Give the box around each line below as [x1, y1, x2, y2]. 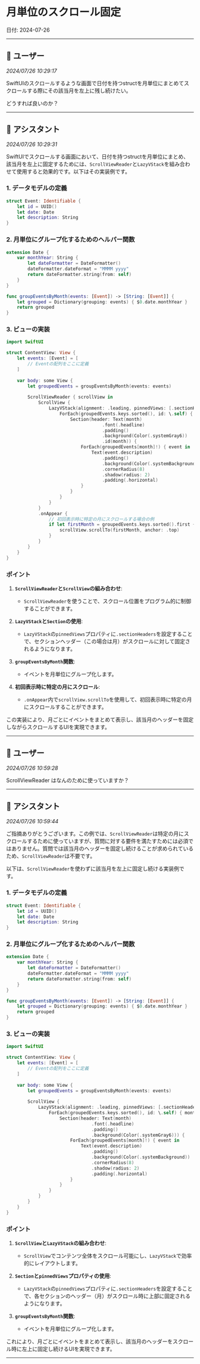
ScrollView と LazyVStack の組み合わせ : [14, 1239, 107, 1247]
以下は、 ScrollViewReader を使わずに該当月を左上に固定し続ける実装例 [6, 865, 180, 872]
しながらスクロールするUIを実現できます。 [6, 723, 110, 730]
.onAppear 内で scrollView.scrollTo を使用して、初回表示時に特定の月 [23, 696, 192, 703]
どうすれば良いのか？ [6, 100, 58, 107]
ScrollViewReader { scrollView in [27, 394, 113, 400]
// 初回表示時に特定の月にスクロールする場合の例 [48, 516, 155, 522]
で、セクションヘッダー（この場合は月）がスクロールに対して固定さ [23, 637, 190, 644]
